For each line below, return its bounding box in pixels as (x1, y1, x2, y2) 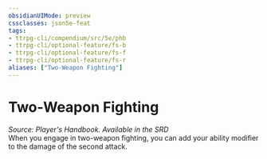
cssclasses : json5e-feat (8, 19, 91, 27)
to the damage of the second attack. (8, 141, 128, 151)
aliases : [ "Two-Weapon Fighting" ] (8, 64, 124, 72)
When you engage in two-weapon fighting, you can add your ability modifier (8, 133, 259, 142)
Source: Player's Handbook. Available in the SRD (8, 125, 169, 134)
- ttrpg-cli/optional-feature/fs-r (8, 57, 127, 65)
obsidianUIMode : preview (8, 11, 91, 20)
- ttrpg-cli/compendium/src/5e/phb (8, 34, 127, 42)
